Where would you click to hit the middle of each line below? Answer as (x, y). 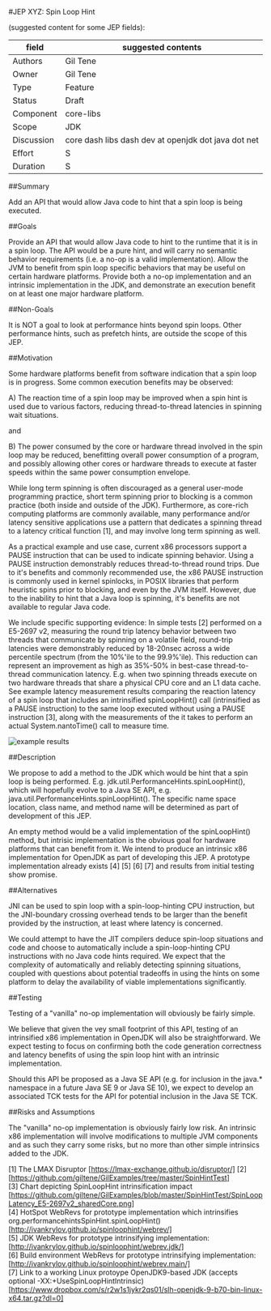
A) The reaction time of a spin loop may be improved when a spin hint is (128, 398)
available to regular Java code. (59, 607)
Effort (23, 153)
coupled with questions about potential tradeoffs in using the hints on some (134, 973)
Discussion (34, 140)
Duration (29, 166)
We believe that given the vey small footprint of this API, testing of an (123, 1029)
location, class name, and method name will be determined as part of (124, 807)
